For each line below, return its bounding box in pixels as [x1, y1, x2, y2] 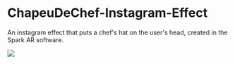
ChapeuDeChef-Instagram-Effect [7, 5, 208, 21]
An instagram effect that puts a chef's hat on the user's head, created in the [7, 28, 228, 37]
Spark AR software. [7, 35, 64, 44]
